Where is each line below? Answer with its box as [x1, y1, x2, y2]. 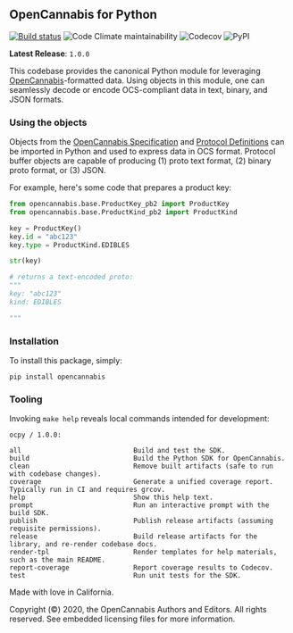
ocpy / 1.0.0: [9, 430, 63, 440]
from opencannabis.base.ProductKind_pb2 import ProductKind [9, 207, 239, 217]
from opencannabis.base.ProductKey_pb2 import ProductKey [9, 200, 230, 209]
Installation [9, 335, 60, 347]
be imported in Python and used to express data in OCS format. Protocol [9, 146, 276, 157]
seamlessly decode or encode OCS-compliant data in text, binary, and [9, 84, 268, 95]
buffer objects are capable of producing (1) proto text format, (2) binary [9, 155, 272, 166]
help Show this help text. [9, 493, 214, 503]
